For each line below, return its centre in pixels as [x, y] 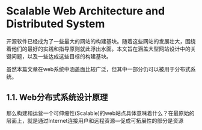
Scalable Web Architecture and [86, 11]
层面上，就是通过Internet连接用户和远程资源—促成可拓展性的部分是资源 [95, 120]
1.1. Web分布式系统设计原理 [57, 97]
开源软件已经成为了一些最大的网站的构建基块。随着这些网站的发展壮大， [96, 41]
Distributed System [56, 24]
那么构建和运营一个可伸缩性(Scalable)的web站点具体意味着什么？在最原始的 [100, 113]
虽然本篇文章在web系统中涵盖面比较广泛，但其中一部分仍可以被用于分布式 [98, 69]
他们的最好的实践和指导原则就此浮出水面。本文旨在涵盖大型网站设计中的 [101, 49]
